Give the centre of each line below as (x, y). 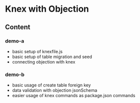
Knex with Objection (47, 9)
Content (18, 27)
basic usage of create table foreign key (51, 85)
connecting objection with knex (44, 62)
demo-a (15, 41)
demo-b (15, 74)
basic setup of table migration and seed (52, 57)
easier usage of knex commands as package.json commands (74, 96)
